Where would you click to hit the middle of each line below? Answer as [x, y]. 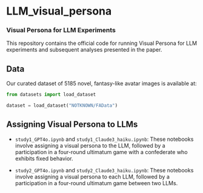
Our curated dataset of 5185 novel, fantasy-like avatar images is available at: [101, 84]
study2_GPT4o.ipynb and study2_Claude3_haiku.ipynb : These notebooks [104, 170]
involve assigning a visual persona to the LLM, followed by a [90, 145]
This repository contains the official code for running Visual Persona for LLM [102, 43]
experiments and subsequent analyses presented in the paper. [84, 50]
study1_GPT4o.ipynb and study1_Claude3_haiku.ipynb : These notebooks [104, 139]
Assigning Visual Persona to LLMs [72, 125]
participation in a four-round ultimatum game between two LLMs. [96, 183]
